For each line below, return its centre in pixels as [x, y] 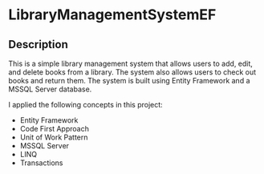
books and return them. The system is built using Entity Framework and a [129, 81]
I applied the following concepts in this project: [85, 105]
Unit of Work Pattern [54, 137]
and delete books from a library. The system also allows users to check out [132, 72]
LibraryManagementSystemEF [112, 15]
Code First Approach [55, 129]
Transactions [41, 163]
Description [38, 45]
